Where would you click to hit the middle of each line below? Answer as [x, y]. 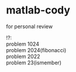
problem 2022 [23, 56]
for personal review [30, 26]
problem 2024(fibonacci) [36, 50]
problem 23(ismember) [34, 63]
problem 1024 [23, 44]
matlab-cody [38, 10]
